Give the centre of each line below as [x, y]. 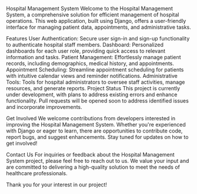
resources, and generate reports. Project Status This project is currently [93, 88]
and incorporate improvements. [44, 107]
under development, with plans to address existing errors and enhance [92, 94]
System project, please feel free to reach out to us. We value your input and [98, 161]
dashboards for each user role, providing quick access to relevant [86, 51]
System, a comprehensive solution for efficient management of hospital [93, 15]
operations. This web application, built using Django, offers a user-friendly [96, 21]
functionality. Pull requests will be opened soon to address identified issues [98, 101]
